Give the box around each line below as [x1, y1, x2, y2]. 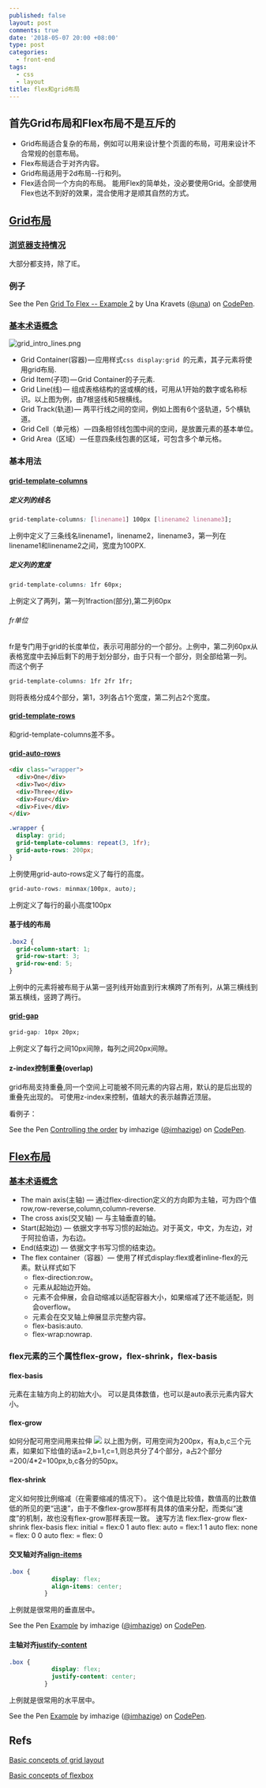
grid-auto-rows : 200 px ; [16, 846, 94, 854]
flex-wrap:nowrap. [32, 1330, 93, 1339]
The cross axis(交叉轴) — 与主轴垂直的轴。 [20, 1214, 160, 1223]
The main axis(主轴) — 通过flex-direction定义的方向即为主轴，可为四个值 [20, 1195, 257, 1205]
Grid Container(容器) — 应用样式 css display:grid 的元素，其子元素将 [20, 355, 245, 365]
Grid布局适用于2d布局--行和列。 [20, 169, 126, 178]
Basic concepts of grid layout [9, 1755, 105, 1764]
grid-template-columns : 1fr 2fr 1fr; [9, 677, 133, 685]
